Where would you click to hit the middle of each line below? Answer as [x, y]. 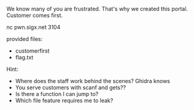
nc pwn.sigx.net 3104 [33, 27]
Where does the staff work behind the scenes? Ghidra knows [93, 81]
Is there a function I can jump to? [57, 94]
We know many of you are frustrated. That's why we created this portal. [97, 9]
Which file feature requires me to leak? [64, 101]
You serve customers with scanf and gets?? [71, 87]
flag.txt [24, 57]
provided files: [25, 39]
